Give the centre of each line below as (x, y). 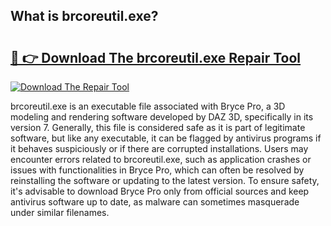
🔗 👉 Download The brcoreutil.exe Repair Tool (156, 57)
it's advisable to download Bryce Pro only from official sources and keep (160, 191)
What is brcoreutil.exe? (84, 16)
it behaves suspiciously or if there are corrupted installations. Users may (159, 148)
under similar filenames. (60, 212)
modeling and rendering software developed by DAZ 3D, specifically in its (162, 117)
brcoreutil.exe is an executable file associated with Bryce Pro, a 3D (148, 106)
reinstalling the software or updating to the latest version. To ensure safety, (165, 180)
